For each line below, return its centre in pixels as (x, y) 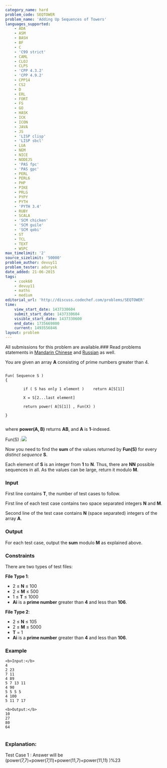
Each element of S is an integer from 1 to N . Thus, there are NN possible (80, 464)
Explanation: (21, 744)
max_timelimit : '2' (26, 253)
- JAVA (21, 127)
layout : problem (22, 333)
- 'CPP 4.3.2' (29, 71)
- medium (23, 295)
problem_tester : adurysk (31, 267)
